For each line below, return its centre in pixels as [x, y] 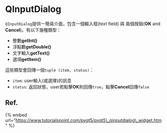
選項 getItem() [27, 59]
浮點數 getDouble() [32, 46]
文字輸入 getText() [31, 53]
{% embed [16, 115]
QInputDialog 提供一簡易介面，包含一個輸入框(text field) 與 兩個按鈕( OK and [83, 23]
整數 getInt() [25, 40]
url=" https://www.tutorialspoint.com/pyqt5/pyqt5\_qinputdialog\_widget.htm [83, 120]
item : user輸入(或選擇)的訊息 [42, 80]
